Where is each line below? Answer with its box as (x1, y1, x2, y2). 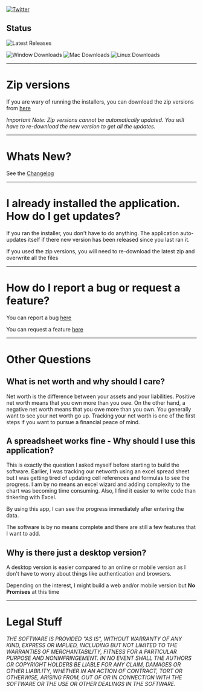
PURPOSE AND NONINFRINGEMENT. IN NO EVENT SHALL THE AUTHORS (6, 654, 192, 662)
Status (6, 23, 32, 33)
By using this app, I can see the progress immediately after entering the (6, 505, 184, 513)
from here (6, 104, 31, 111)
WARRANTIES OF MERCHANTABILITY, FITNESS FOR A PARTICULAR (6, 648, 177, 656)
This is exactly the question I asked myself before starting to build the (6, 461, 179, 469)
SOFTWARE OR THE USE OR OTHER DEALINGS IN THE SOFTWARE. (6, 680, 176, 688)
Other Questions (6, 352, 91, 366)
